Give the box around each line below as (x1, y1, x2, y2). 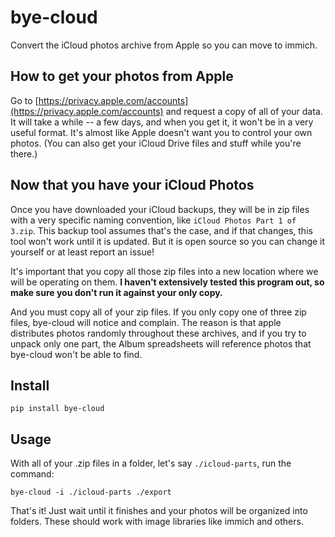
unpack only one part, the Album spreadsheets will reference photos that (10, 337, 312, 350)
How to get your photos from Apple (10, 68, 234, 85)
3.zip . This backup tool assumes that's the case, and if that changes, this (10, 224, 313, 236)
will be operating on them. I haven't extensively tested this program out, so (10, 276, 325, 288)
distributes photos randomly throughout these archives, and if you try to (10, 327, 307, 339)
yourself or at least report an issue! (10, 246, 155, 258)
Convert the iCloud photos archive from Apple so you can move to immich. (10, 39, 318, 51)
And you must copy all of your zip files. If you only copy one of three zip (10, 306, 307, 318)
